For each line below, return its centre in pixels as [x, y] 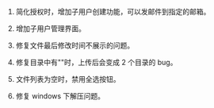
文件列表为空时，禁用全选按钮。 [68, 79]
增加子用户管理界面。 [50, 29]
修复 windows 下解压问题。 [60, 96]
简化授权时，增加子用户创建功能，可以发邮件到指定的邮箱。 [113, 12]
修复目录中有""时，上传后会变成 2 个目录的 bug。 [96, 62]
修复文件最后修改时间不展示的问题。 [75, 45]
